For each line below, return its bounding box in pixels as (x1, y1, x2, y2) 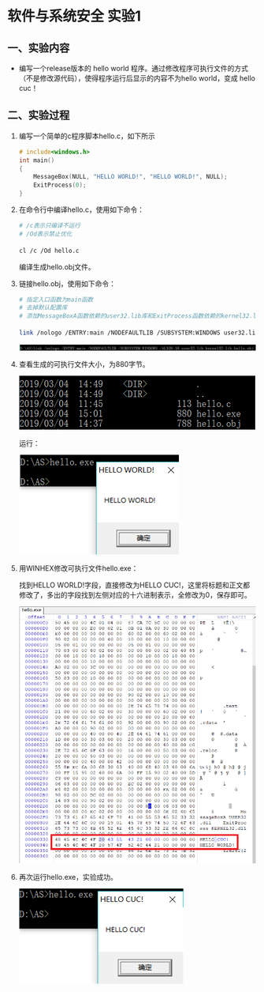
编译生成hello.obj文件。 (18, 262, 95, 271)
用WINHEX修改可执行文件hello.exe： (18, 563, 139, 573)
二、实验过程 (7, 108, 70, 123)
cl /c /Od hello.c (18, 247, 80, 255)
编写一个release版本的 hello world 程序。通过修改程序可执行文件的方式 (18, 64, 249, 73)
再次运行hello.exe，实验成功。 (18, 873, 117, 882)
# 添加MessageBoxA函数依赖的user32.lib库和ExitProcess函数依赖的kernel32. (18, 312, 254, 320)
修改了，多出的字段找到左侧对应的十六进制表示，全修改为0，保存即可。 (18, 590, 251, 599)
